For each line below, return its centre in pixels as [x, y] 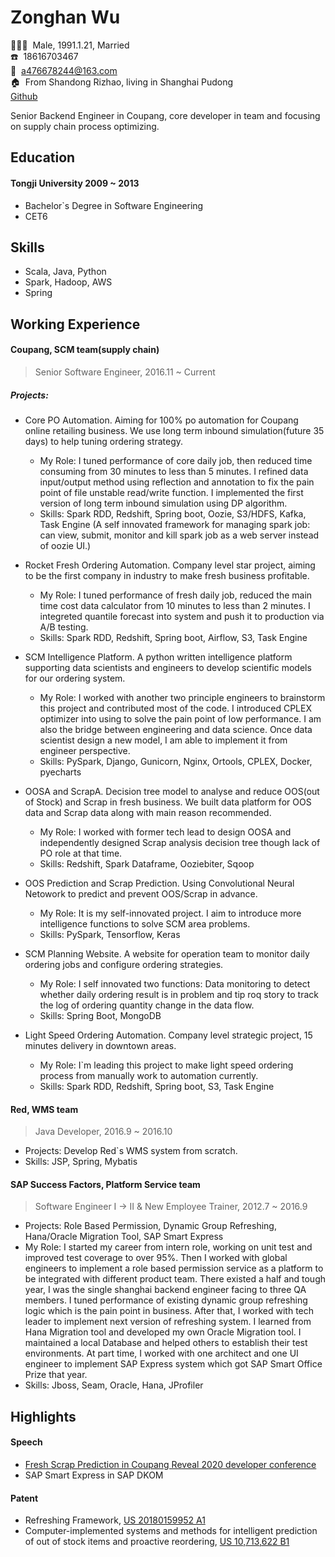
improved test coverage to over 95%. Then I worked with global [156, 1258]
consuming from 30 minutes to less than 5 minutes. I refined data [174, 471]
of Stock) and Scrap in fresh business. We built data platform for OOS [168, 802]
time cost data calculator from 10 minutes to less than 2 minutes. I [175, 605]
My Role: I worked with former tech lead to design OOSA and [165, 832]
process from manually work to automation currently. [149, 1075]
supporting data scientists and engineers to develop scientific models [168, 667]
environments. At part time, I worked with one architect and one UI [161, 1353]
